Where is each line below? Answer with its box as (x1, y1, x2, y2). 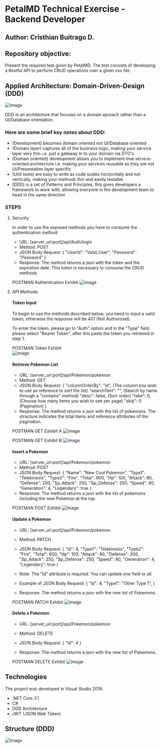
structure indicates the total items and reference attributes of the (19, 413, 148, 419)
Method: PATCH (19, 536, 51, 542)
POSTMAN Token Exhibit (12, 345, 62, 351)
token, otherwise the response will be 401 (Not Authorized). (12, 316, 131, 321)
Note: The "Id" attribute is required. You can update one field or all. (19, 570, 153, 577)
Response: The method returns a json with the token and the (19, 259, 140, 266)
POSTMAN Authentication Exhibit (12, 279, 79, 285)
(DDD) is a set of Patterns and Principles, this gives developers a (12, 181, 141, 187)
